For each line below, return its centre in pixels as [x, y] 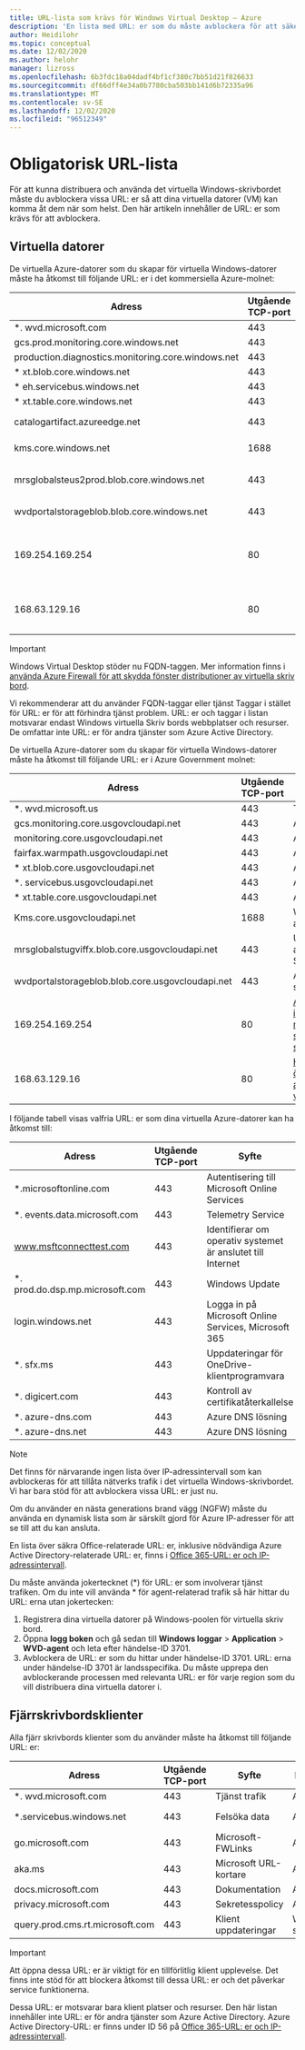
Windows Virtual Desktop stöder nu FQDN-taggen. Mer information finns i [148, 666]
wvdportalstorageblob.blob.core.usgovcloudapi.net [123, 980]
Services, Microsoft [248, 1327]
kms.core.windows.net [62, 448]
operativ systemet [245, 1240]
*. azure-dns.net [50, 1431]
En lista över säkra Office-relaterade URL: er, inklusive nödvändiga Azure [146, 1545]
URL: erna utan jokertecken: [62, 1601]
